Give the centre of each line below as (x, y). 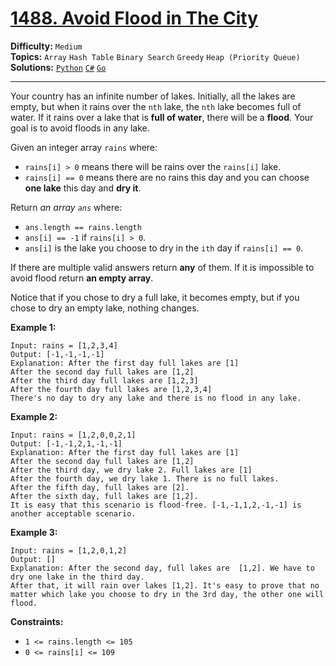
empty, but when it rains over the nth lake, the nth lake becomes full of (156, 106)
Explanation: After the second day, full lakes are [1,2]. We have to (162, 568)
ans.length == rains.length (83, 227)
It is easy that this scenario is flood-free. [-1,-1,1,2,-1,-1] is (156, 505)
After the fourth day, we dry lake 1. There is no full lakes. (145, 478)
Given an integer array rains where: (84, 147)
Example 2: (34, 416)
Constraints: (37, 621)
